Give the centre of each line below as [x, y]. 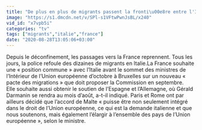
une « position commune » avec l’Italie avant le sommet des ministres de [96, 70]
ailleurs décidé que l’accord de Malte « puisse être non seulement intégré [97, 102]
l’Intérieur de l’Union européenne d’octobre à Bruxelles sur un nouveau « [96, 76]
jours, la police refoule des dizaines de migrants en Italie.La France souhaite [100, 63]
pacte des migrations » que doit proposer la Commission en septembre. [95, 82]
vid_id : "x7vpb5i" [29, 23]
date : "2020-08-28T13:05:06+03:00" [51, 40]
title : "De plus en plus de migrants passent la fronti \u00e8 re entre [96, 12]
